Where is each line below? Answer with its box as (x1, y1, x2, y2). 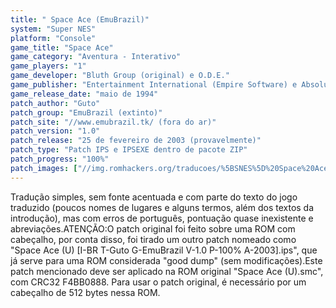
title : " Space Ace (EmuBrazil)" (10, 14, 150, 25)
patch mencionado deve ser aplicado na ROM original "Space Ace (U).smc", (10, 265, 324, 277)
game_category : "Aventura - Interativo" (10, 52, 182, 62)
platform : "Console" (10, 33, 97, 43)
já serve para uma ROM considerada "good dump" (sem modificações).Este (10, 254, 323, 266)
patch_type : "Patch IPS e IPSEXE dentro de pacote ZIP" (10, 145, 248, 155)
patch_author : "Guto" (10, 98, 101, 108)
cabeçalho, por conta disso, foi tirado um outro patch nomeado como (10, 233, 297, 245)
